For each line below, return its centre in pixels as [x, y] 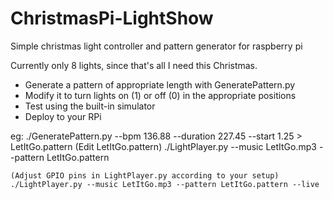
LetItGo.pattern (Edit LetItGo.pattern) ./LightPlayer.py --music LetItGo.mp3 [163, 146]
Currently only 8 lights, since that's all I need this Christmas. [134, 65]
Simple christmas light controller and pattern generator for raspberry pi [156, 46]
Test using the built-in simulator [90, 106]
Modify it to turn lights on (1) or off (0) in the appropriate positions [160, 95]
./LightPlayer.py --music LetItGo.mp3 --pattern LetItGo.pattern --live [165, 184]
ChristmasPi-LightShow [112, 18]
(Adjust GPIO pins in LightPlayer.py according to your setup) [145, 175]
